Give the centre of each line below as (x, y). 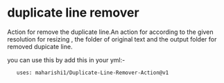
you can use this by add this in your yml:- (66, 59)
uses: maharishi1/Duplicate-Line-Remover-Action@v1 (93, 73)
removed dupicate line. (40, 46)
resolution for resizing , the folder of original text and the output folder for (112, 39)
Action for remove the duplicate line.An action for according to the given (110, 32)
